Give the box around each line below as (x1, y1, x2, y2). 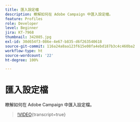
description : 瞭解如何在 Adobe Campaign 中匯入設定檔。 (5, 12, 113, 17)
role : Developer (5, 21, 38, 26)
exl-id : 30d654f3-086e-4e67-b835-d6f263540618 (5, 39, 102, 44)
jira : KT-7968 (5, 30, 34, 35)
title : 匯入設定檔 (5, 7, 39, 12)
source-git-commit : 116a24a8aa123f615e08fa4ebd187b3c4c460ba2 (5, 44, 135, 49)
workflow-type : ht (5, 48, 43, 53)
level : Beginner (5, 26, 38, 30)
